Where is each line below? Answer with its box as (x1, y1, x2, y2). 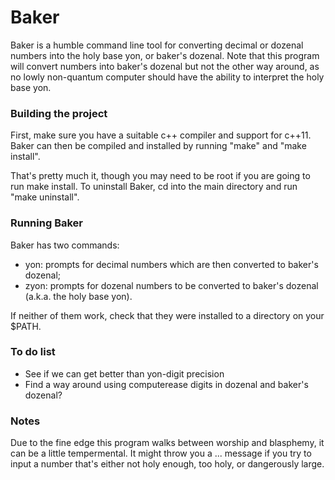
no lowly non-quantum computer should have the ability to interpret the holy (10, 71, 325, 83)
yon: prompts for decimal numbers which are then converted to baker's (24, 258, 319, 270)
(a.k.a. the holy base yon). (24, 290, 133, 302)
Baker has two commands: (10, 239, 120, 251)
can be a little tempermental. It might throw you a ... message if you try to (10, 447, 312, 460)
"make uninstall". (10, 191, 80, 203)
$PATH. (10, 320, 42, 332)
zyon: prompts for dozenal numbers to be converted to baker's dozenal (24, 279, 319, 291)
